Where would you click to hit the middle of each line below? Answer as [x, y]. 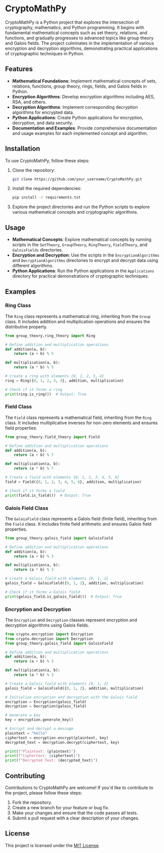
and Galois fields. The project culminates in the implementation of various [80, 43]
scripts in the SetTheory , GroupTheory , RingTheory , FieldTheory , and [80, 245]
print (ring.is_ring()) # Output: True [46, 394]
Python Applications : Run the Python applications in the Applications [83, 271]
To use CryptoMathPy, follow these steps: [47, 160]
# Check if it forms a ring [34, 389]
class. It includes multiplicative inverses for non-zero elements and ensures [82, 423]
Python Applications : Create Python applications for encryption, [78, 117]
